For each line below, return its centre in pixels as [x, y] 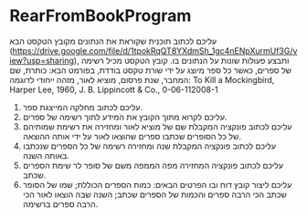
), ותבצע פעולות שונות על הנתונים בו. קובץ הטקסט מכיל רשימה [181, 60]
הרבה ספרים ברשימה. [60, 204]
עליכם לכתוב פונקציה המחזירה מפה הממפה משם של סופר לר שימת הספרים [153, 165]
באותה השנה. [46, 155]
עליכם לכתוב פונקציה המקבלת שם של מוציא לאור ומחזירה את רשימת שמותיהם [157, 126]
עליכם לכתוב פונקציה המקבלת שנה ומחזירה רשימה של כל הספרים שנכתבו [149, 146]
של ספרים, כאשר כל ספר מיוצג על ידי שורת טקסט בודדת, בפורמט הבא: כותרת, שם [151, 70]
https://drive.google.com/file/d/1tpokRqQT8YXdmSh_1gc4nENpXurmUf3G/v [155, 50]
